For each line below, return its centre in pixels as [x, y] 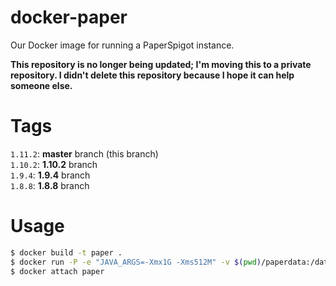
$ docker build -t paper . [66, 252]
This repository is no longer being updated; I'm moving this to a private [161, 64]
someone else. [41, 85]
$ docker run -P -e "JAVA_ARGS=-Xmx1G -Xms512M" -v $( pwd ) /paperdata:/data [171, 262]
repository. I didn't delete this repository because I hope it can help [152, 75]
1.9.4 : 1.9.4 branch [50, 175]
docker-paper [69, 17]
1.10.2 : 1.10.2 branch [54, 164]
